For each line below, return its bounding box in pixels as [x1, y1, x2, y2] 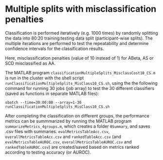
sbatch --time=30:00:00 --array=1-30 [5, 100, 82, 105]
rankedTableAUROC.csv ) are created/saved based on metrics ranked [5, 144, 139, 150]
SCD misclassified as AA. [5, 60, 56, 66]
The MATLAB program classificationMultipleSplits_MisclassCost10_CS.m [5, 69, 156, 75]
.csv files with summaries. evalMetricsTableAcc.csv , [5, 128, 110, 134]
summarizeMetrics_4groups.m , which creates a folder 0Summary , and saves [5, 123, 150, 129]
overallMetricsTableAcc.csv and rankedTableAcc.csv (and [5, 134, 122, 139]
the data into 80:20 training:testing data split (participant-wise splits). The [5, 35, 153, 41]
